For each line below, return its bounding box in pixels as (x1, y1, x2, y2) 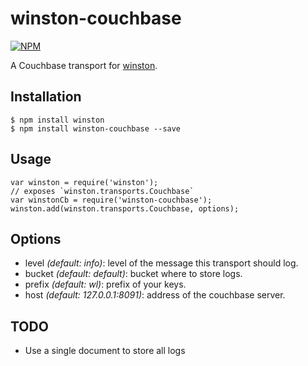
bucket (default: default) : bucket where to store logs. (24, 268, 243, 280)
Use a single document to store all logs (24, 345, 186, 357)
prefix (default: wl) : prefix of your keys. (24, 278, 187, 291)
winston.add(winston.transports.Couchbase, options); (10, 203, 240, 214)
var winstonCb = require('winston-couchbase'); (10, 195, 213, 205)
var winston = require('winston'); (10, 177, 159, 187)
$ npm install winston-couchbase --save (10, 123, 182, 134)
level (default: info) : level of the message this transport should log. (24, 257, 299, 269)
